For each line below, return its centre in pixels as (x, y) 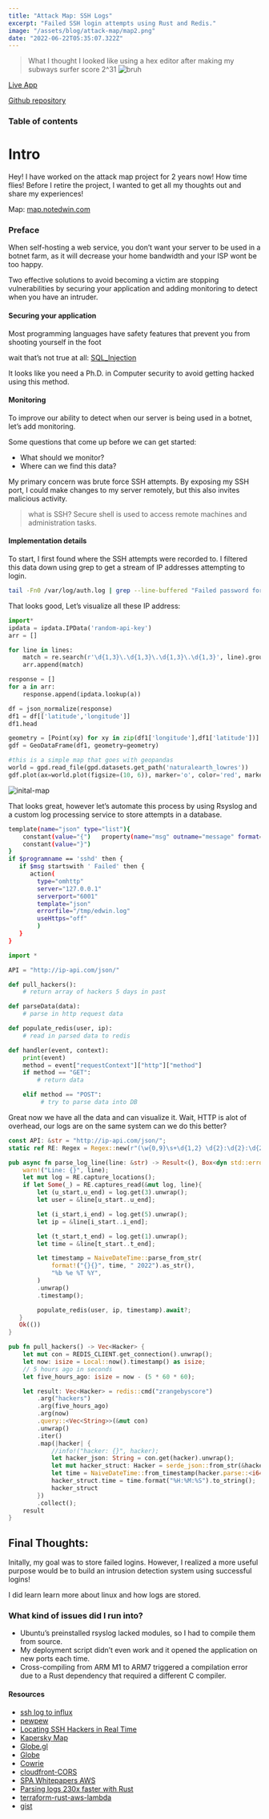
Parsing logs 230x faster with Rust (76, 1789)
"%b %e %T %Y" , (76, 1273)
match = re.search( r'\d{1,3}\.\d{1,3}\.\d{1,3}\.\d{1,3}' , (123, 658)
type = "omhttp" (60, 881)
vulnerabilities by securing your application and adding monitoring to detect (133, 289)
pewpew (34, 1720)
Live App (23, 85)
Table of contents (43, 121)
